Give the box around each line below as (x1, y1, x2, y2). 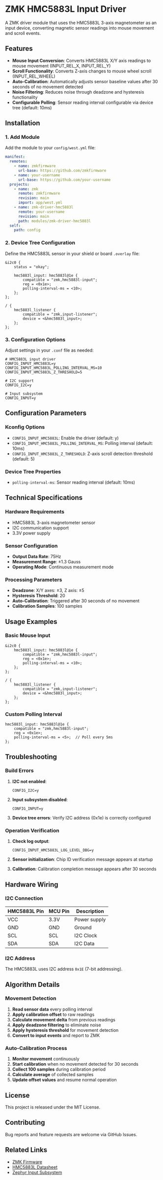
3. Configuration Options (5, 336, 66, 343)
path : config (14, 228, 41, 232)
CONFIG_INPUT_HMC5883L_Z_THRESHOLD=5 (5, 369, 82, 375)
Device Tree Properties (5, 468, 61, 475)
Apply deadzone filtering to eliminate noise (12, 1022, 102, 1028)
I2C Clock (74, 932, 97, 939)
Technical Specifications (5, 493, 83, 502)
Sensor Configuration (5, 542, 58, 549)
